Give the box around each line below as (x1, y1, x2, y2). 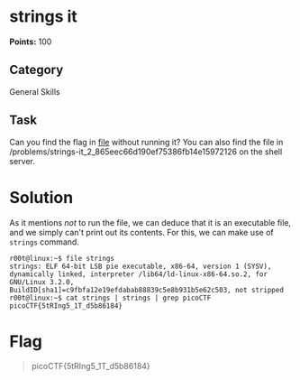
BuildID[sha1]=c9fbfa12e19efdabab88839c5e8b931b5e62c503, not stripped (9, 285, 284, 294)
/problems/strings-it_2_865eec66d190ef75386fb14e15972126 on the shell (9, 146, 283, 157)
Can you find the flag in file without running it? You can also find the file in (9, 136, 284, 147)
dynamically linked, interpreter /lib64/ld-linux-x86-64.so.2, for (9, 269, 268, 279)
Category (9, 62, 64, 78)
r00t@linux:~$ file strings (9, 254, 115, 263)
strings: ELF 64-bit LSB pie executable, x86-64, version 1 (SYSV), (9, 262, 272, 271)
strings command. (9, 236, 79, 247)
